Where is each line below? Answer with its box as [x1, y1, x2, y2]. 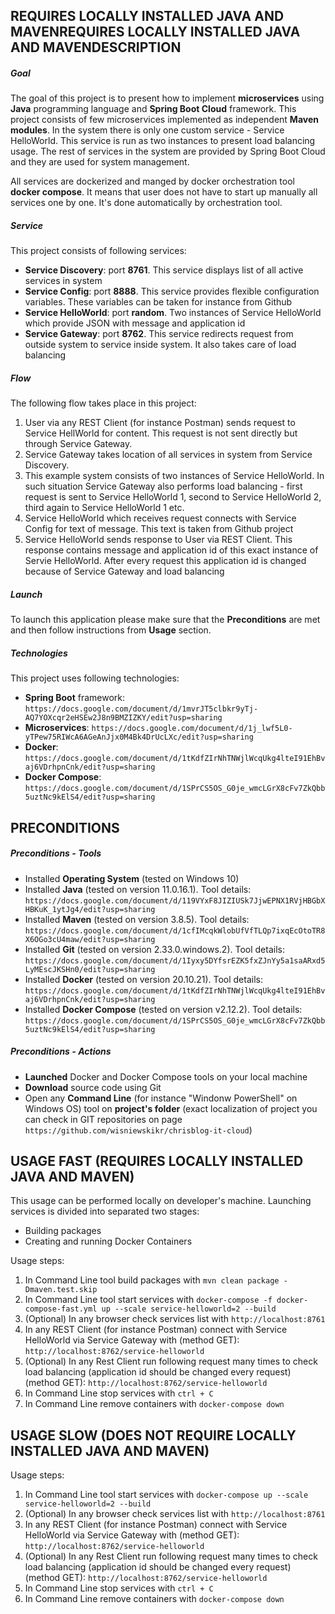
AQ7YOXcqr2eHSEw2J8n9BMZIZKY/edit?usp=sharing [24, 713, 223, 723]
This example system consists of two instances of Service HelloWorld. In [24, 470, 325, 482]
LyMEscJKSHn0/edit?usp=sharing [24, 964, 156, 974]
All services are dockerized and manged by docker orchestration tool [10, 175, 295, 188]
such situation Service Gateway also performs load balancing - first [24, 480, 303, 493]
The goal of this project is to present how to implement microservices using [10, 92, 325, 104]
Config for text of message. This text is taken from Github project [24, 523, 294, 535]
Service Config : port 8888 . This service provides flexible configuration [24, 285, 320, 298]
